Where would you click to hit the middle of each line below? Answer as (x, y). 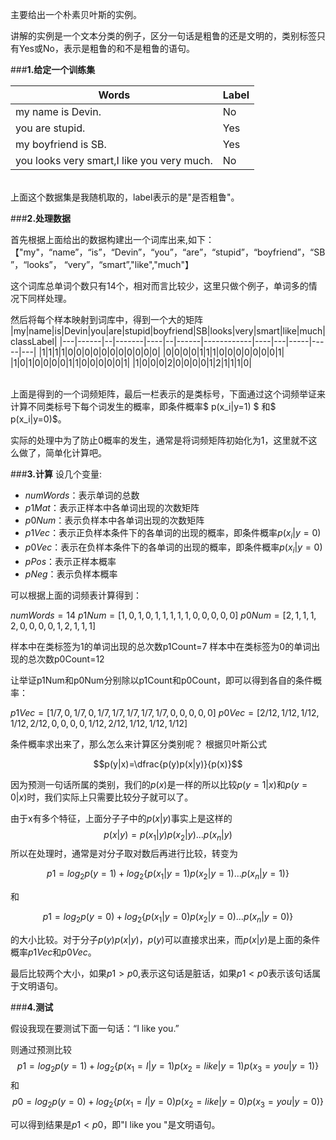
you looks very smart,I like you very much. (114, 160)
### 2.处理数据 (41, 218)
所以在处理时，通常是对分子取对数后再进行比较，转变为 (124, 854)
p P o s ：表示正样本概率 (70, 561)
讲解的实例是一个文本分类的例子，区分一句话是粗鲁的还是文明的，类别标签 (163, 36)
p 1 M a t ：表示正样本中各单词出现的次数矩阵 (112, 507)
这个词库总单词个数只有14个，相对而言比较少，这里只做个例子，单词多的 (159, 286)
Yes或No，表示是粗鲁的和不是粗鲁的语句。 (106, 48)
